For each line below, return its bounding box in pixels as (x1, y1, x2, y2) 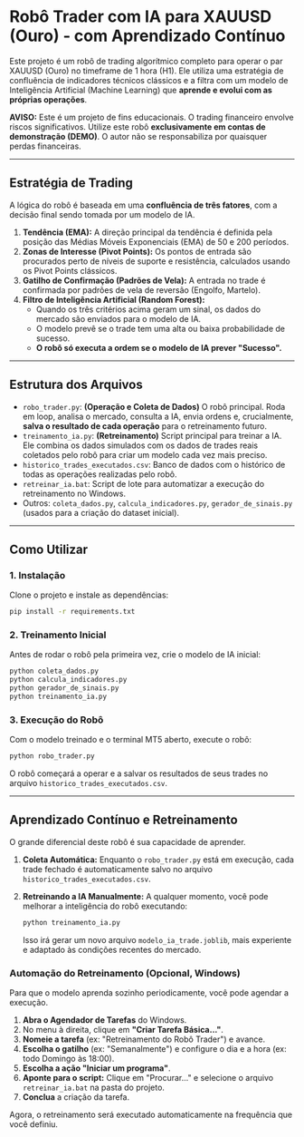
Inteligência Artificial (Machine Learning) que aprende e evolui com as (9, 84, 273, 95)
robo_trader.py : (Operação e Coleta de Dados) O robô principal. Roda (22, 401, 286, 412)
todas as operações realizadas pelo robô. (22, 469, 177, 480)
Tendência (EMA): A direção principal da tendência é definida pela (22, 227, 273, 238)
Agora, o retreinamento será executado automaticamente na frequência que (9, 1109, 292, 1121)
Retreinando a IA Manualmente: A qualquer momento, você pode (22, 890, 269, 901)
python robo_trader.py (9, 752, 95, 761)
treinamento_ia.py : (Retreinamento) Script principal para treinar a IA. (22, 430, 282, 441)
